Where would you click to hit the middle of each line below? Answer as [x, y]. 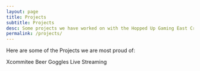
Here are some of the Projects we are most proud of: [71, 50]
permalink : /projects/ [34, 34]
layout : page [22, 12]
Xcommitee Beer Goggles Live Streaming [57, 62]
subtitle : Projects [30, 22]
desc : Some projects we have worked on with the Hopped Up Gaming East [97, 28]
